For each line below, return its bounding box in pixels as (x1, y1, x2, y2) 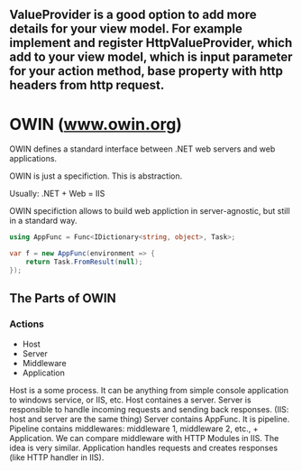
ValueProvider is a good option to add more (9, 7, 257, 23)
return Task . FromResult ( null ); (25, 257, 143, 267)
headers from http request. (9, 78, 165, 93)
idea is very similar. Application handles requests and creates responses (9, 442, 278, 453)
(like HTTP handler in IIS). (9, 451, 105, 463)
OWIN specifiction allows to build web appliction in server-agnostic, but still (9, 206, 290, 217)
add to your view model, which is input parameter (9, 50, 293, 65)
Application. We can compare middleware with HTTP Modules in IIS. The (9, 432, 279, 443)
